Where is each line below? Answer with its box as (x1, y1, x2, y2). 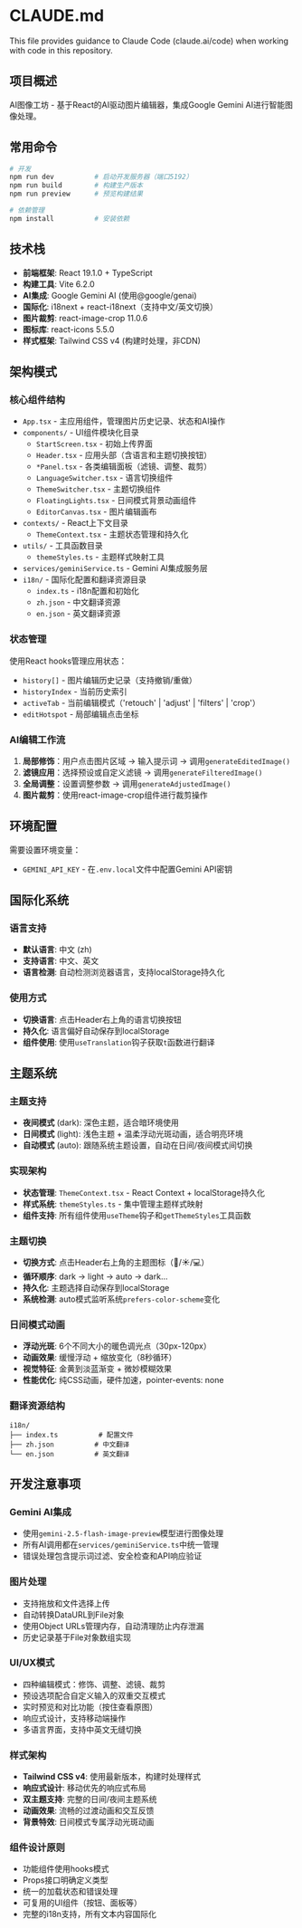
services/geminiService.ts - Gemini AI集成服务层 (22, 563, 208, 574)
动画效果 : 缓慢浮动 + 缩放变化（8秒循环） (22, 1352, 177, 1363)
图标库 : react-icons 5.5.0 (22, 323, 115, 335)
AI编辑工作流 (9, 733, 66, 746)
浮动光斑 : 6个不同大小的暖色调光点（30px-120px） (22, 1341, 212, 1351)
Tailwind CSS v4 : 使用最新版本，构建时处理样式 (22, 1771, 202, 1782)
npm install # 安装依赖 (9, 214, 130, 223)
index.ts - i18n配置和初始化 (35, 586, 140, 597)
